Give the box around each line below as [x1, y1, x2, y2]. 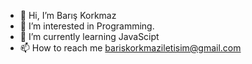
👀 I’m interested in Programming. [19, 20, 155, 32]
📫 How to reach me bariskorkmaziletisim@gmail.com [19, 42, 242, 54]
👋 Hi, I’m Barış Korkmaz [19, 10, 117, 21]
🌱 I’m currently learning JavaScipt [19, 31, 160, 42]
